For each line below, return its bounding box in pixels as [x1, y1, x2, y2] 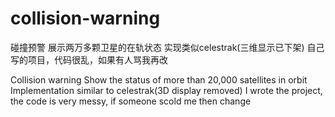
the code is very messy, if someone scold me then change [10, 95, 252, 107]
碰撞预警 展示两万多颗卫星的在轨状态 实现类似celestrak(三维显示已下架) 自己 [10, 41, 325, 53]
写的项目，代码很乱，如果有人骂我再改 [10, 53, 168, 66]
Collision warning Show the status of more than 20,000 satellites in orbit [10, 73, 308, 86]
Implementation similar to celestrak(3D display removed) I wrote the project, [10, 84, 323, 96]
